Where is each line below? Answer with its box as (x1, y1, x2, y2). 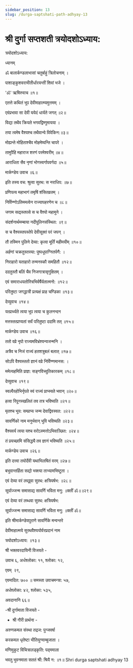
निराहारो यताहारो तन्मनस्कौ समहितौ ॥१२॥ (5, 259, 72, 265)
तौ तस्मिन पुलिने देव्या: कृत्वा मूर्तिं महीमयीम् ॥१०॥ (5, 239, 82, 245)
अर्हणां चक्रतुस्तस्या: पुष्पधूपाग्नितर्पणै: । (5, 249, 66, 255)
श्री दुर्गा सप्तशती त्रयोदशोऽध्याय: (5, 33, 101, 45)
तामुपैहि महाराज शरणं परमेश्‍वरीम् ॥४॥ (5, 150, 64, 156)
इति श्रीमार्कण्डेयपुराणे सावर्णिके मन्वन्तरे (5, 518, 64, 524)
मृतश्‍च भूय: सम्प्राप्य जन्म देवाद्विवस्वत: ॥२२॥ (5, 408, 73, 414)
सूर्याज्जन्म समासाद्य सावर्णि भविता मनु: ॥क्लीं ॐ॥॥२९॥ (5, 488, 92, 494)
